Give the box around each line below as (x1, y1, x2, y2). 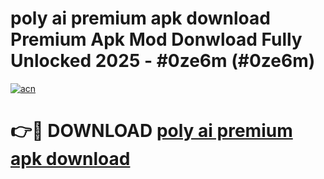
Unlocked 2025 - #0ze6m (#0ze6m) (10, 50, 316, 72)
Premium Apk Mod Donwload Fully (10, 28, 303, 51)
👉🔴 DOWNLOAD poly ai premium (10, 120, 293, 142)
